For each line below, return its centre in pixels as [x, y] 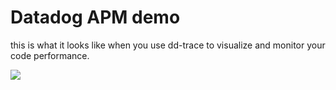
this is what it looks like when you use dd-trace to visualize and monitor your [168, 45]
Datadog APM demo [95, 17]
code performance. [50, 55]
